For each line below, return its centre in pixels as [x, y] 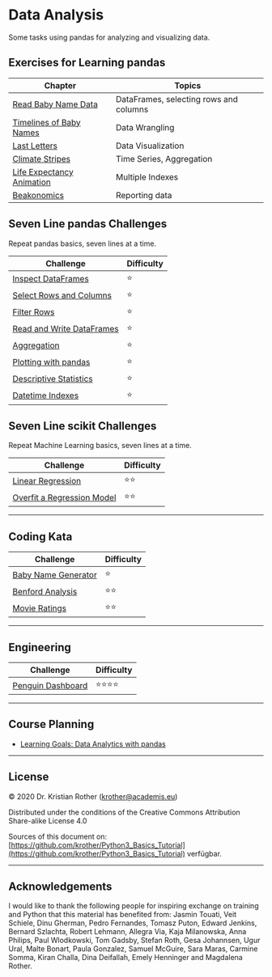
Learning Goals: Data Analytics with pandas [93, 744]
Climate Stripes [42, 159]
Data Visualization [150, 146]
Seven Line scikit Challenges [83, 426]
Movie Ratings [40, 608]
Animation [32, 182]
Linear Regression [47, 480]
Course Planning [51, 724]
